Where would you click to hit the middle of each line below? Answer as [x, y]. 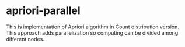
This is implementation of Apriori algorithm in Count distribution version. [93, 27]
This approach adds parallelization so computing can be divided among [92, 32]
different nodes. [25, 39]
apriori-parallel [43, 11]
